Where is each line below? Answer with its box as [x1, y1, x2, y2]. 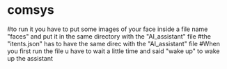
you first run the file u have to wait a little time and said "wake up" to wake [7, 47, 220, 55]
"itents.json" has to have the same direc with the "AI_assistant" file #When [7, 39, 221, 48]
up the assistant [7, 54, 54, 62]
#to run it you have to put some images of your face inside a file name [7, 25, 208, 33]
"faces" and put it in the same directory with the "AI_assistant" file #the [7, 32, 211, 40]
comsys [7, 2, 54, 18]
